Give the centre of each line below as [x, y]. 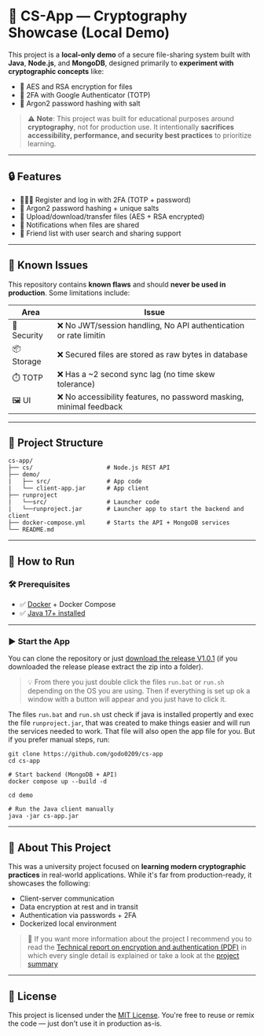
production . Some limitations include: [69, 292]
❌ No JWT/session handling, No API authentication [151, 325]
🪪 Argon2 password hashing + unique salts [89, 208]
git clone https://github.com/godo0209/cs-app [86, 754]
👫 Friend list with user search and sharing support [100, 233]
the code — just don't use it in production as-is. [85, 1023]
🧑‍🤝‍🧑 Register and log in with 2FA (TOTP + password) [105, 199]
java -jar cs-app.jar [44, 816]
